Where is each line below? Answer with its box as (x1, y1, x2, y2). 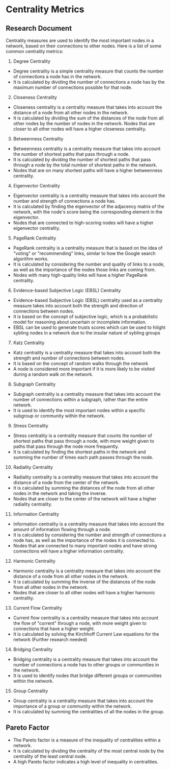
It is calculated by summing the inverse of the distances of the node (13, 579, 156, 585)
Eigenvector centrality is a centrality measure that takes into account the (13, 192, 165, 199)
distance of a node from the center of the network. (13, 479, 120, 486)
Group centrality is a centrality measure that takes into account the (13, 698, 153, 704)
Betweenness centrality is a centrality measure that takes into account (13, 146, 161, 152)
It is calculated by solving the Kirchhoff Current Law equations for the (13, 631, 159, 637)
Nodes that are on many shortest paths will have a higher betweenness (13, 167, 162, 173)
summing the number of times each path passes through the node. (13, 454, 154, 460)
